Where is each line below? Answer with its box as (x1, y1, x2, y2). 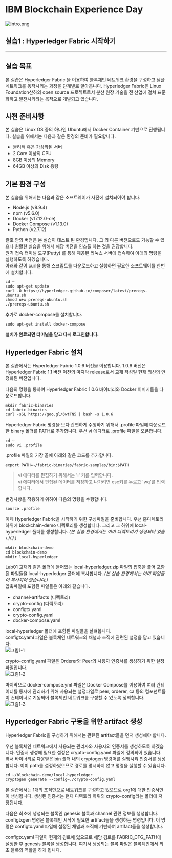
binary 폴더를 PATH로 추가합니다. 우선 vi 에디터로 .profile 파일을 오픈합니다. (10, 428, 163, 434)
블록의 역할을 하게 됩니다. (10, 847, 61, 853)
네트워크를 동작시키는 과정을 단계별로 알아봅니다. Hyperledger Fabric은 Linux (5, 83, 162, 89)
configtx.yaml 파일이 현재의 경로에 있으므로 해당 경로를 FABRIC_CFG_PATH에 (5, 834, 162, 840)
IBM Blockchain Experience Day (5, 4, 143, 15)
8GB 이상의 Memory (12, 157, 55, 163)
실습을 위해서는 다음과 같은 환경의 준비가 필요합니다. (12, 133, 116, 139)
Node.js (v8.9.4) (12, 204, 47, 211)
